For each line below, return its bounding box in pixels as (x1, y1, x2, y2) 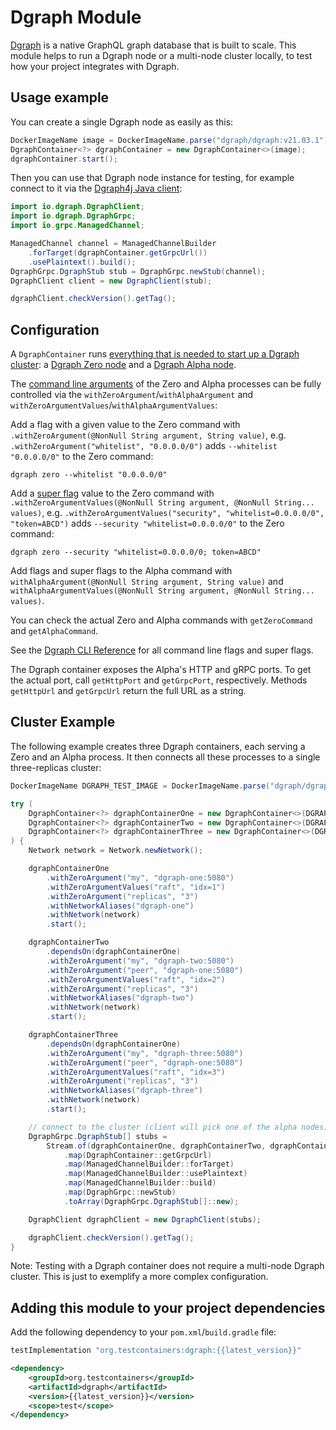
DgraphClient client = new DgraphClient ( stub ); (10, 276, 213, 286)
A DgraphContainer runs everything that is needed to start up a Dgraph (10, 348, 300, 360)
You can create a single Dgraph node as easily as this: (10, 116, 234, 128)
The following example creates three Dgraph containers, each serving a (10, 740, 306, 752)
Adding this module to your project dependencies (10, 1299, 326, 1316)
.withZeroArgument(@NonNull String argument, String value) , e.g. (10, 429, 287, 441)
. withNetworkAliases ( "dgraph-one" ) (46, 901, 195, 911)
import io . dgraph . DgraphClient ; (10, 202, 145, 212)
